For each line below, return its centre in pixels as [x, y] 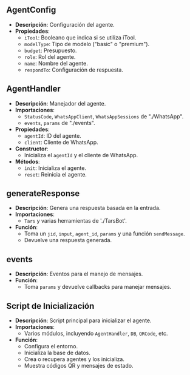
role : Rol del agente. [50, 56]
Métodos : [28, 161]
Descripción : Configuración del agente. [65, 24]
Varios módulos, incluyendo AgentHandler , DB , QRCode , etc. [96, 334]
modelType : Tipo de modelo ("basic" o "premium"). [87, 44]
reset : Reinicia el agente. [55, 174]
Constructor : [32, 149]
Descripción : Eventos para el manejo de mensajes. [79, 274]
